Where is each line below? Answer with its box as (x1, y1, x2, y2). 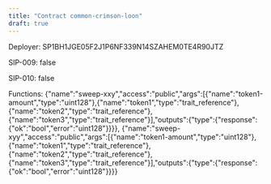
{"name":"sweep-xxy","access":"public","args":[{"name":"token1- (44, 88, 264, 98)
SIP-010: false (8, 73, 55, 83)
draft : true (8, 19, 49, 28)
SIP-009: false (8, 58, 57, 67)
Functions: (8, 88, 44, 98)
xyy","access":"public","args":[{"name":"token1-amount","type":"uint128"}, (8, 131, 257, 142)
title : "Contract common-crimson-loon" (8, 11, 143, 20)
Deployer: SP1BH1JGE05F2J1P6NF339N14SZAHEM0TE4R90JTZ (8, 41, 224, 51)
